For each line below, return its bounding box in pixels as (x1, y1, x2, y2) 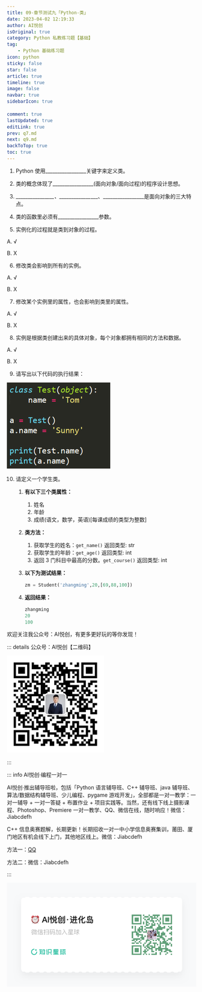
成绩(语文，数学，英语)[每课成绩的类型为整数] (33, 516, 147, 523)
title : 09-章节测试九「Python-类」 (7, 10, 89, 16)
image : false (7, 86, 40, 92)
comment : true (7, 111, 43, 117)
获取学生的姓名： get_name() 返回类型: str (33, 541, 135, 548)
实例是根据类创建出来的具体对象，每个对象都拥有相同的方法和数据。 (15, 334, 185, 341)
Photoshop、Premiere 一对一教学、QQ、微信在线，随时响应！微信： (17, 806, 187, 814)
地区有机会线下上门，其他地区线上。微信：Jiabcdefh (11, 833, 143, 840)
